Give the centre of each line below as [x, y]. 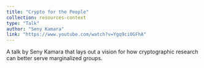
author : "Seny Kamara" [35, 29]
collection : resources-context [46, 18]
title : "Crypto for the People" [47, 12]
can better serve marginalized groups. [55, 58]
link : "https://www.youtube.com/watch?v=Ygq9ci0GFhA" [77, 35]
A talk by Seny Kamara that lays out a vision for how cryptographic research [102, 52]
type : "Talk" [23, 23]
